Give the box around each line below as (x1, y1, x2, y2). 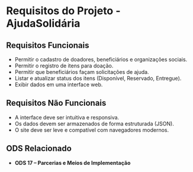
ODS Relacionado (6, 144, 72, 154)
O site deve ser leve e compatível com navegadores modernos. (14, 126, 169, 134)
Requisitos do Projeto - (6, 4, 121, 18)
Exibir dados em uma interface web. (14, 81, 103, 88)
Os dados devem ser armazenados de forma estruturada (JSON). (14, 120, 175, 127)
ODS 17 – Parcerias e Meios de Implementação (14, 159, 131, 166)
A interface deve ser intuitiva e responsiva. (14, 113, 120, 121)
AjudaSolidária (6, 17, 81, 30)
